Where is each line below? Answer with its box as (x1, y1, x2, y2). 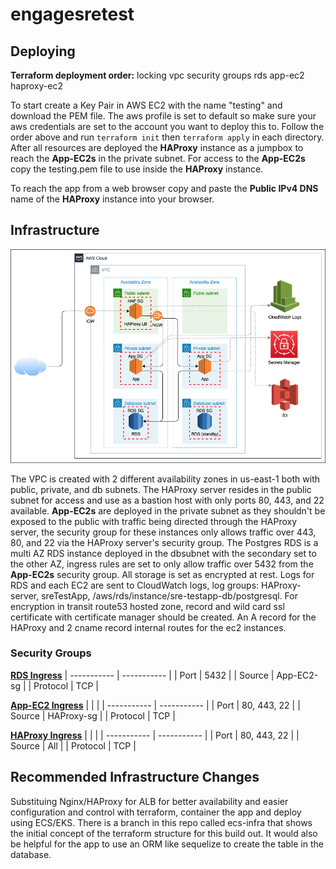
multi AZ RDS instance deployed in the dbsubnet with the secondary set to (10, 547, 317, 559)
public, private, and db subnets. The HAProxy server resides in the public (10, 483, 312, 495)
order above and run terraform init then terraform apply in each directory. (10, 131, 325, 143)
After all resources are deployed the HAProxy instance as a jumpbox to (10, 142, 304, 153)
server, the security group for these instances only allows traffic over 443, (10, 526, 317, 538)
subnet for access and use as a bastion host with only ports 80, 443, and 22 (10, 494, 325, 506)
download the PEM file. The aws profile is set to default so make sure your (10, 110, 317, 122)
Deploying (10, 43, 76, 60)
